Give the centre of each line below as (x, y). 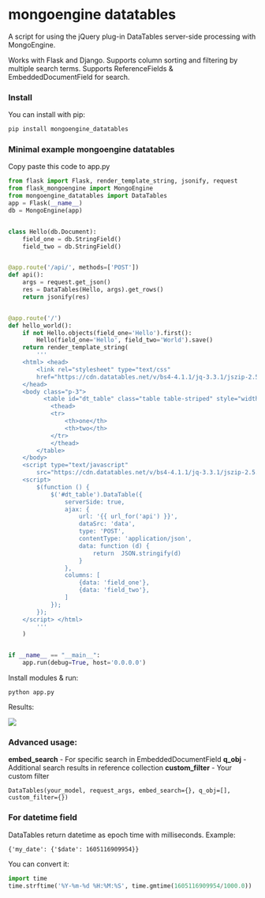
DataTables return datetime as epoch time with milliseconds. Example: (122, 835)
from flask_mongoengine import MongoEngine (81, 189)
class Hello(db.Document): (52, 232)
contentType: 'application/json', (135, 539)
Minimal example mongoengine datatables (91, 149)
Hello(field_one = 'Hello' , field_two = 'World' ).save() (125, 340)
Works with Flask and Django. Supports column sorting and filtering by (123, 60)
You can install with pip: (47, 115)
